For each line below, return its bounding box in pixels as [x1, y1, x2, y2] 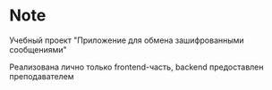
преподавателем [9, 70, 74, 81]
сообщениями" [9, 44, 67, 54]
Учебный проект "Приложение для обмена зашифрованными [9, 35, 244, 45]
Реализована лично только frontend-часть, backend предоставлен [9, 61, 264, 72]
